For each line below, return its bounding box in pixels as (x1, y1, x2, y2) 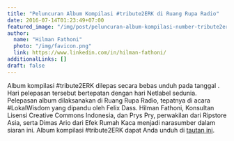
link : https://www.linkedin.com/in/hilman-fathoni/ (13, 50, 167, 57)
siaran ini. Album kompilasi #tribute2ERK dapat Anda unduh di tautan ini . (7, 126, 215, 134)
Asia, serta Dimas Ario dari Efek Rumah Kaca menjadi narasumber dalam (7, 118, 216, 126)
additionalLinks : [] (7, 56, 68, 63)
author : (7, 29, 30, 37)
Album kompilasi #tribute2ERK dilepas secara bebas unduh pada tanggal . (7, 81, 220, 89)
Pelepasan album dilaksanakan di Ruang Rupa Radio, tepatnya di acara (7, 96, 211, 105)
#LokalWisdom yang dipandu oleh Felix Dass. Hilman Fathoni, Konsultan (7, 103, 214, 112)
